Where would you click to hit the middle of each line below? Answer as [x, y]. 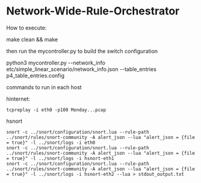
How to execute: [26, 28]
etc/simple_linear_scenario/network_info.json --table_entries [81, 69]
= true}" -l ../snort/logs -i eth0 [51, 143]
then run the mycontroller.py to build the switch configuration [82, 51]
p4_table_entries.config [36, 75]
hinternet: [18, 99]
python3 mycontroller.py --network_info [56, 63]
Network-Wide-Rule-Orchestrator [93, 11]
